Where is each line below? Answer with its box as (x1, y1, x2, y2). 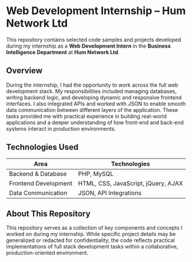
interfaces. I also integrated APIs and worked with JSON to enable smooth (6, 100, 186, 107)
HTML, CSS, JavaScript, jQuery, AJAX (78, 179, 184, 187)
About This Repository (6, 208, 91, 218)
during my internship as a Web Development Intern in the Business (6, 42, 171, 49)
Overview (6, 66, 43, 76)
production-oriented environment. (6, 249, 89, 257)
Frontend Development (9, 179, 72, 187)
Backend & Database (9, 170, 67, 178)
